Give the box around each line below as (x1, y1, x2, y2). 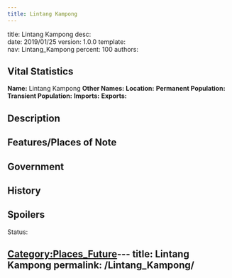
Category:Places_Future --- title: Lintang (7, 248, 189, 260)
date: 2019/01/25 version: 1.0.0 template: (7, 37, 126, 46)
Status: (7, 228, 28, 236)
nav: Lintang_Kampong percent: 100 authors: (7, 45, 138, 53)
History (7, 185, 41, 196)
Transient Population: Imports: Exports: (7, 91, 128, 100)
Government (7, 160, 65, 172)
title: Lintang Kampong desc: (7, 30, 92, 38)
